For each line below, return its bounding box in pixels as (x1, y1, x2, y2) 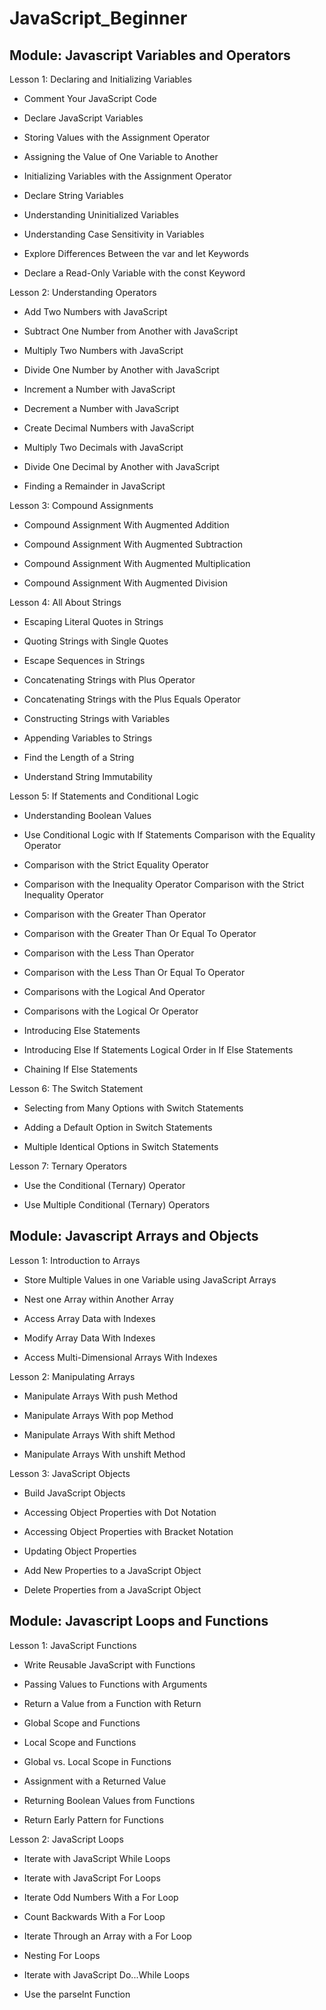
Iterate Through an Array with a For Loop (23, 1930, 192, 1942)
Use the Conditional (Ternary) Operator (23, 1180, 186, 1191)
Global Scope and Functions (23, 1717, 141, 1729)
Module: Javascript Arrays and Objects (9, 1228, 259, 1245)
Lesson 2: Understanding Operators (9, 287, 157, 298)
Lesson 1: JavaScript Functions (9, 1639, 137, 1651)
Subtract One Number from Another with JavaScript (23, 325, 239, 337)
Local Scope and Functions (23, 1736, 137, 1748)
